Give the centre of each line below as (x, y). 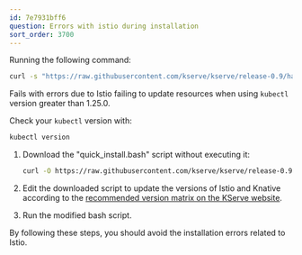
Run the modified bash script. (77, 215)
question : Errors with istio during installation (104, 26)
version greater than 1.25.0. (60, 104)
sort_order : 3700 (42, 34)
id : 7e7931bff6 (38, 18)
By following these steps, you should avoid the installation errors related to (147, 232)
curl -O (36, 171)
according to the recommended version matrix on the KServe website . (152, 198)
